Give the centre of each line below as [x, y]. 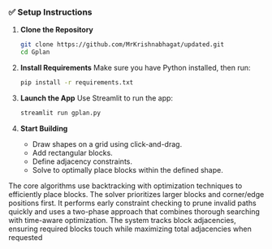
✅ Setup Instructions [50, 12]
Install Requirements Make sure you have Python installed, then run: [135, 68]
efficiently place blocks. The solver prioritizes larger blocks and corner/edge [136, 194]
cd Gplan [35, 52]
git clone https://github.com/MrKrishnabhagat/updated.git [122, 45]
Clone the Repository [56, 30]
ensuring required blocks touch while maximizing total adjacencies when [130, 229]
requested [26, 237]
